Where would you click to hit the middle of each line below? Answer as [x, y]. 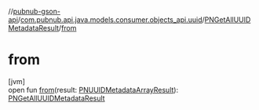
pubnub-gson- [37, 11]
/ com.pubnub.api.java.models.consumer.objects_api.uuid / [111, 20]
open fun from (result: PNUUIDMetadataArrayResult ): [93, 90]
